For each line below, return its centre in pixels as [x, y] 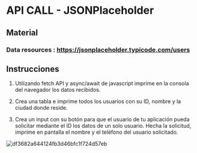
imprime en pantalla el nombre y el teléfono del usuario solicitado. [96, 132]
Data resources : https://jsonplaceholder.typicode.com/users [98, 50]
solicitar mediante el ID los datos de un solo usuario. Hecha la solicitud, [103, 126]
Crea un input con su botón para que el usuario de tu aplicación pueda [102, 119]
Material [22, 33]
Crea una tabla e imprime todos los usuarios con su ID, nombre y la [98, 101]
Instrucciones [33, 69]
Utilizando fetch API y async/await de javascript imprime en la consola [102, 83]
